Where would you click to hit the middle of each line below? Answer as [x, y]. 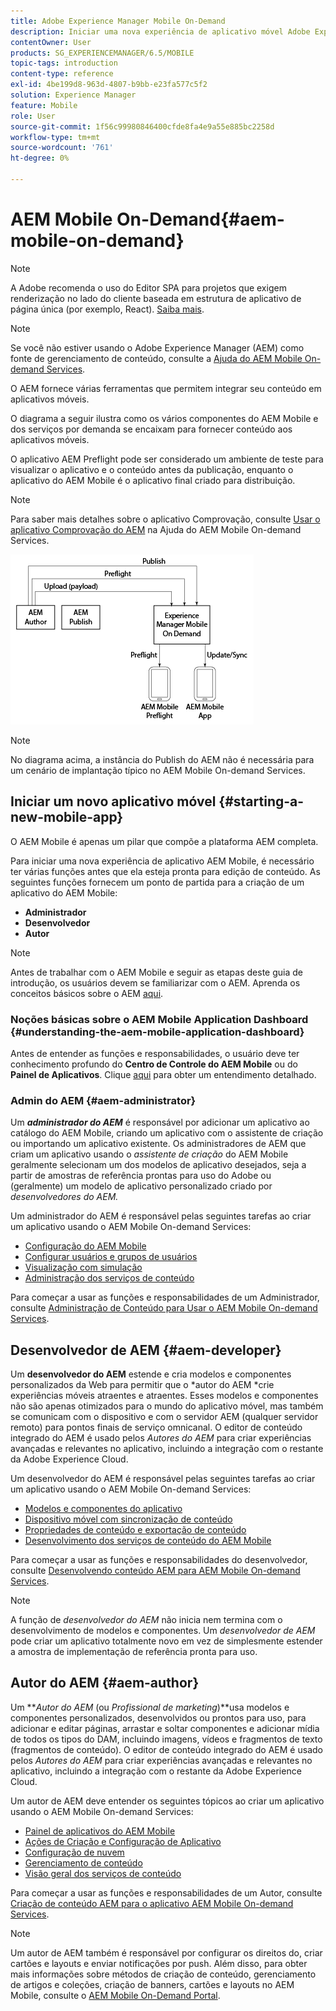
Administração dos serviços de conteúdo [109, 1278]
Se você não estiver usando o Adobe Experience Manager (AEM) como [157, 347]
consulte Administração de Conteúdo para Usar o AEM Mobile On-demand [164, 1308]
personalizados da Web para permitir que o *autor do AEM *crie [142, 1385]
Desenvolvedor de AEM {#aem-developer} [146, 1350]
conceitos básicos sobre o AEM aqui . [87, 993]
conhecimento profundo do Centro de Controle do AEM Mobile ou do [154, 1064]
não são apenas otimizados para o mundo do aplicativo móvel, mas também [167, 1406]
